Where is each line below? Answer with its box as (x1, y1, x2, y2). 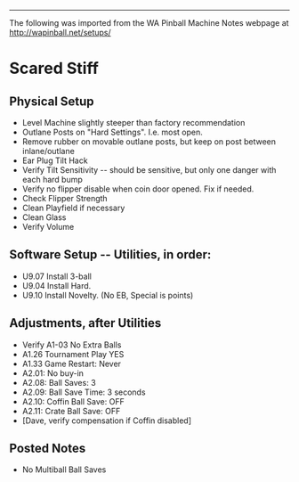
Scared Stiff (9, 59, 100, 78)
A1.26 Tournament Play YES (21, 348, 125, 359)
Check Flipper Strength (21, 193, 109, 203)
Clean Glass (21, 212, 67, 223)
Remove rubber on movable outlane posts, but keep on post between (21, 136, 277, 147)
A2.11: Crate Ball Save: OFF (21, 405, 121, 416)
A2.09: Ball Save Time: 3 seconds (21, 387, 146, 397)
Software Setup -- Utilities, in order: (9, 247, 212, 263)
